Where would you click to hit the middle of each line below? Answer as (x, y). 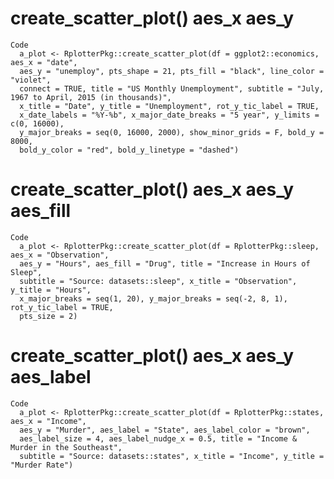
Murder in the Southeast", (66, 447)
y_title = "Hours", (51, 290)
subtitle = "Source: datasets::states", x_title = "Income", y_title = (172, 456)
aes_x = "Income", (48, 421)
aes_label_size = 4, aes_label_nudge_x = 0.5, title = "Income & (158, 438)
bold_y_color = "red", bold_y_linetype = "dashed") (129, 150)
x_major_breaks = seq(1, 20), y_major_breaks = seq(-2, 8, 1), (153, 298)
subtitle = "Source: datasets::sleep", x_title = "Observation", (158, 281)
